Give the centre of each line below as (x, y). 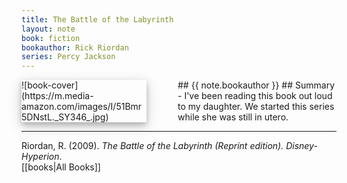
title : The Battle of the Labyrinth (97, 19)
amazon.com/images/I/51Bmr (82, 107)
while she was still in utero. (233, 117)
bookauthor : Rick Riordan (75, 47)
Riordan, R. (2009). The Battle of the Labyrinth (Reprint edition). (152, 146)
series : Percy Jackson (68, 57)
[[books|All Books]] (61, 167)
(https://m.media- (57, 96)
